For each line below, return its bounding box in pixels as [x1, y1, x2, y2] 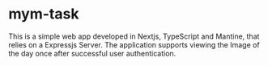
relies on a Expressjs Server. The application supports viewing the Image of [8, 39, 261, 49]
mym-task [8, 5, 79, 23]
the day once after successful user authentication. [8, 48, 177, 58]
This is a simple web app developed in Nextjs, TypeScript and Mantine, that [8, 31, 260, 41]
